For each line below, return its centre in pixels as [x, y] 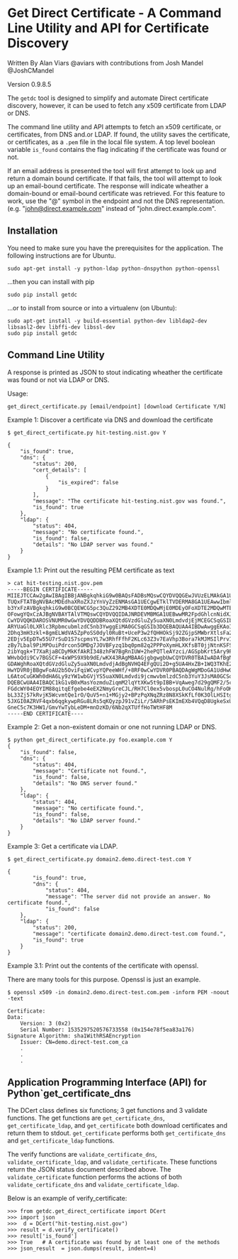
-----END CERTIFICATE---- [45, 714]
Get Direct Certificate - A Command [114, 13]
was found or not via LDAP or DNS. [58, 380]
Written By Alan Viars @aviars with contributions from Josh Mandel [106, 62]
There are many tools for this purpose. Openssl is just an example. [104, 979]
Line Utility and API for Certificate [108, 28]
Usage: [18, 393]
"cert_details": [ [60, 470]
